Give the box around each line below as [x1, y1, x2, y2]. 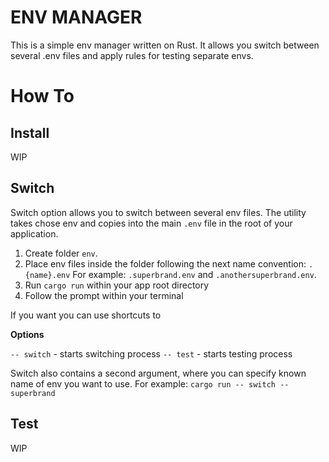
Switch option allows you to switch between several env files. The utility [10, 206, 307, 218]
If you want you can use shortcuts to [10, 309, 162, 321]
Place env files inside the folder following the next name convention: [24, 257, 307, 270]
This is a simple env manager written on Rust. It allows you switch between [10, 39, 320, 51]
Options [10, 328, 45, 340]
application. [10, 227, 59, 240]
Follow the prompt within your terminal [24, 289, 184, 301]
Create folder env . [24, 247, 98, 259]
